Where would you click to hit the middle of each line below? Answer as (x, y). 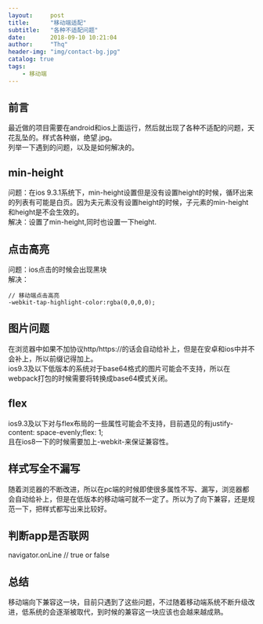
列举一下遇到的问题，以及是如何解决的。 (73, 148)
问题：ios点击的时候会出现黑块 (58, 270)
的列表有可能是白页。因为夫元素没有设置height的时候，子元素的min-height (128, 203)
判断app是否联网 (49, 536)
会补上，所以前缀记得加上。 (53, 359)
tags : (17, 67)
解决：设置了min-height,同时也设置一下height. (82, 222)
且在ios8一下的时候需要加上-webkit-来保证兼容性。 (91, 441)
